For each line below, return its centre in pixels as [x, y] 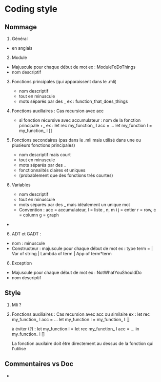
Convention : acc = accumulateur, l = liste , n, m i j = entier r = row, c [88, 210]
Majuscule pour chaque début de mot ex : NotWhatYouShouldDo [77, 272]
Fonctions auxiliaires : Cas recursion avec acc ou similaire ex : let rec [81, 314]
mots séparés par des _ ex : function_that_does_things [73, 101]
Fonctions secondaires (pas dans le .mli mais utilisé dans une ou [76, 140]
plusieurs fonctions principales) [43, 145]
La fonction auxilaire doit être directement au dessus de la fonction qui [82, 343]
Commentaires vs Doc [39, 364]
